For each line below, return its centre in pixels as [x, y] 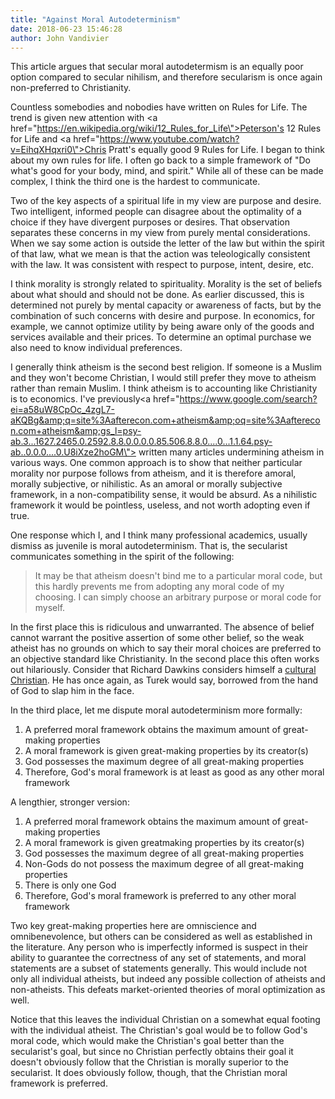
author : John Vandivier [60, 38]
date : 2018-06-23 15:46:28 [66, 29]
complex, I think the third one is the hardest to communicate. [135, 182]
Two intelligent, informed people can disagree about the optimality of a [156, 212]
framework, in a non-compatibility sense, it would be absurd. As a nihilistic [164, 495]
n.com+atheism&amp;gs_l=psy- [76, 431]
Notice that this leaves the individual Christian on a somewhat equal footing [165, 1020]
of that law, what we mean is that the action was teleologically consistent [160, 254]
